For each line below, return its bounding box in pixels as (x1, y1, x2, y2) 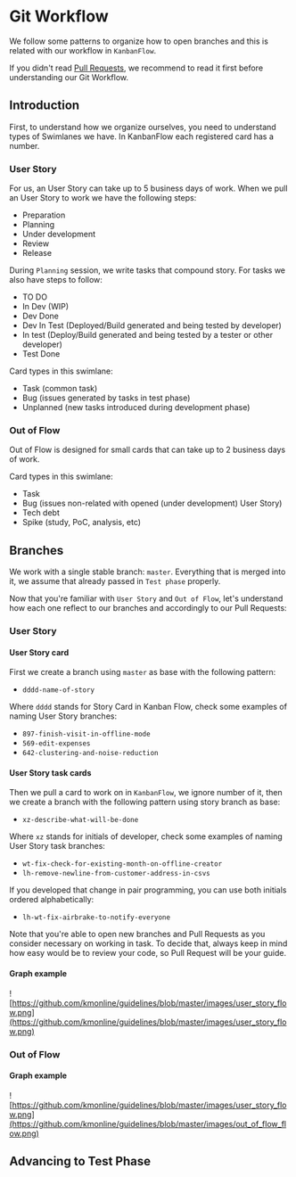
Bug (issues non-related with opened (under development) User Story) (21, 498, 283, 509)
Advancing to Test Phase (9, 1154, 152, 1169)
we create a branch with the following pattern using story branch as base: (9, 796, 281, 808)
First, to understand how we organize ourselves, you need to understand (9, 121, 276, 132)
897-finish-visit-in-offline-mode (21, 729, 151, 739)
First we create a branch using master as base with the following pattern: (9, 667, 276, 678)
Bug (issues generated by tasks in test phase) (21, 392, 191, 403)
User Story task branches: (9, 841, 105, 852)
